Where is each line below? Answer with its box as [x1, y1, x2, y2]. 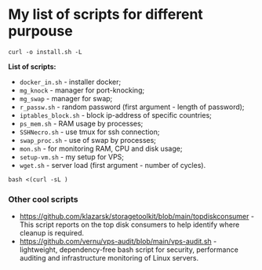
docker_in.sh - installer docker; [19, 77, 122, 86]
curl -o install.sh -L [8, 48, 82, 56]
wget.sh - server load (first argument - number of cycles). [19, 160, 206, 170]
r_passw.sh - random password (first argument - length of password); [19, 102, 245, 111]
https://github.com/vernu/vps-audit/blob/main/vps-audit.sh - [19, 237, 217, 246]
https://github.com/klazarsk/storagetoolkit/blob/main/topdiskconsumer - [19, 212, 255, 221]
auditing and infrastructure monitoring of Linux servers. [19, 254, 198, 263]
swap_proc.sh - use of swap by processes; [19, 135, 157, 144]
